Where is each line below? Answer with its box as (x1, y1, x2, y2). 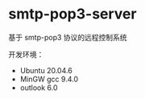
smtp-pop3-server (8, 5, 137, 23)
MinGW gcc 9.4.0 (19, 74, 79, 84)
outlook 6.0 (19, 82, 58, 93)
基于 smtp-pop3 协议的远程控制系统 (8, 32, 127, 42)
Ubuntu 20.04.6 (19, 65, 72, 75)
